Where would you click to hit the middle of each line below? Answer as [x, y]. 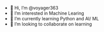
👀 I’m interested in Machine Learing [47, 13]
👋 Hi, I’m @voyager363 [34, 8]
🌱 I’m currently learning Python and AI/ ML [54, 19]
